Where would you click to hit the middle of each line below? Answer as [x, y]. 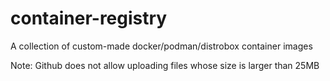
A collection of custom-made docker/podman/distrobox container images [161, 46]
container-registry [89, 18]
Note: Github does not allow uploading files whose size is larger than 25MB [165, 65]
